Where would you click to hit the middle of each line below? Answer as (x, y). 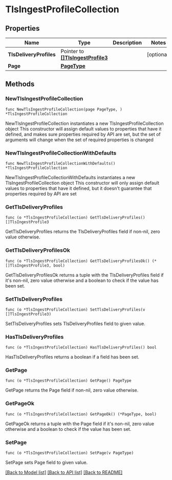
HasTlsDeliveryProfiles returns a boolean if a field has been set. (72, 357)
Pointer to (72, 51)
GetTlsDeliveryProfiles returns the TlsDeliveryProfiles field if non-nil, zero (83, 232)
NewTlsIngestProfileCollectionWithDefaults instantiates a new (70, 177)
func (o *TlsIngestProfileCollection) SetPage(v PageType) (70, 453)
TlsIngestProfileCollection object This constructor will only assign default (82, 183)
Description (127, 43)
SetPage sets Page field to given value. (47, 463)
